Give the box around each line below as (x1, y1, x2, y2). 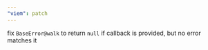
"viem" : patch (7, 10, 48, 17)
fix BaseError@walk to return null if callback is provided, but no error (7, 29, 202, 37)
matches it (7, 36, 37, 45)
